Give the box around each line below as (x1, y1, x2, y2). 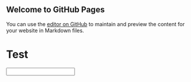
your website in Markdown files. (6, 27, 84, 34)
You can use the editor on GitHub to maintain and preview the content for (6, 20, 185, 27)
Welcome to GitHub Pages (6, 5, 105, 15)
